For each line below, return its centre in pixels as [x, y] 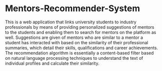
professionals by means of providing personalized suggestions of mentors [80, 27]
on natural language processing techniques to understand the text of [74, 58]
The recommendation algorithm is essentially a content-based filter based [80, 53]
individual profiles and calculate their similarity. [52, 63]
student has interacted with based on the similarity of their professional [77, 42]
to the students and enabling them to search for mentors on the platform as [81, 32]
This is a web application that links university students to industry [71, 22]
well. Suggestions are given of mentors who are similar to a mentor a [74, 37]
